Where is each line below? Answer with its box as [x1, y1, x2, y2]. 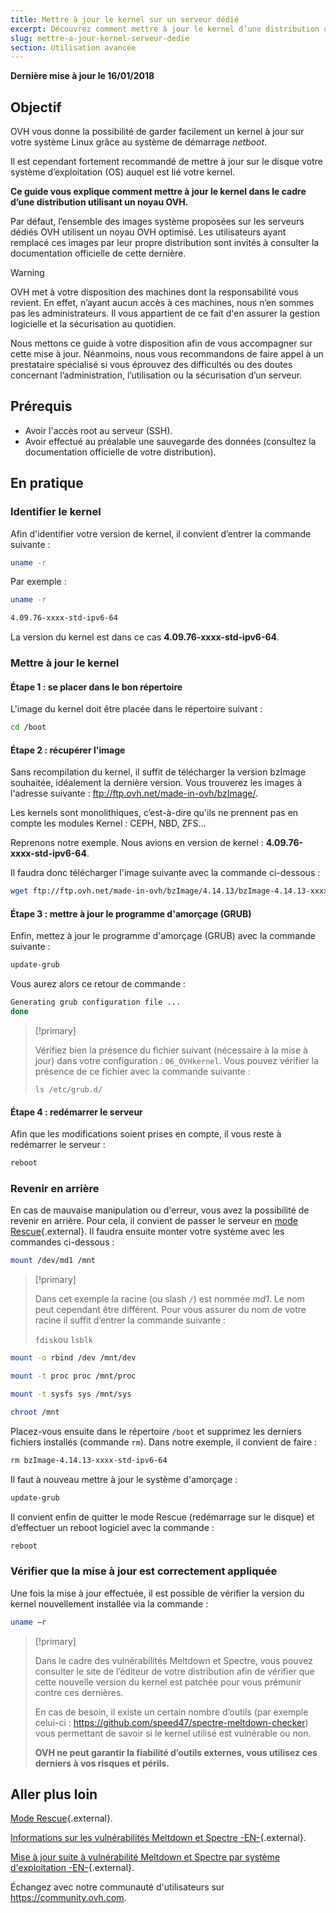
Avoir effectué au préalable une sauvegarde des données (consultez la [24, 435, 317, 447]
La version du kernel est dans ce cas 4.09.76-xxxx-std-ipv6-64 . [10, 631, 280, 643]
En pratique [10, 475, 84, 492]
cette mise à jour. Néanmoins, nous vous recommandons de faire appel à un [10, 348, 324, 360]
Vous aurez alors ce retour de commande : [10, 978, 187, 990]
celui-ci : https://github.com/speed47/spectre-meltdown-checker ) [34, 1716, 309, 1728]
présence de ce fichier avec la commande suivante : [34, 1066, 251, 1078]
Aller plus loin [10, 1786, 98, 1803]
